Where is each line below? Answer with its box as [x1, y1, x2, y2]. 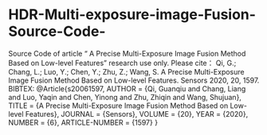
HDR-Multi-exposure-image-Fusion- [8, 6, 257, 24]
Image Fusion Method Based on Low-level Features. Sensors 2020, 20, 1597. [8, 75, 260, 85]
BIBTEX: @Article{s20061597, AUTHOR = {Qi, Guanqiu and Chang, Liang [8, 83, 246, 93]
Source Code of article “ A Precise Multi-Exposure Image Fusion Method [8, 48, 246, 58]
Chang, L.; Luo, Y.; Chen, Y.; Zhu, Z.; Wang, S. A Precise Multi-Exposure [8, 67, 245, 76]
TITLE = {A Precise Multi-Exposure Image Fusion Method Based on [8, 101, 229, 110]
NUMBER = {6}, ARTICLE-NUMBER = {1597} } [8, 118, 158, 127]
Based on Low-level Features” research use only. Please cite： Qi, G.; [8, 58, 237, 67]
